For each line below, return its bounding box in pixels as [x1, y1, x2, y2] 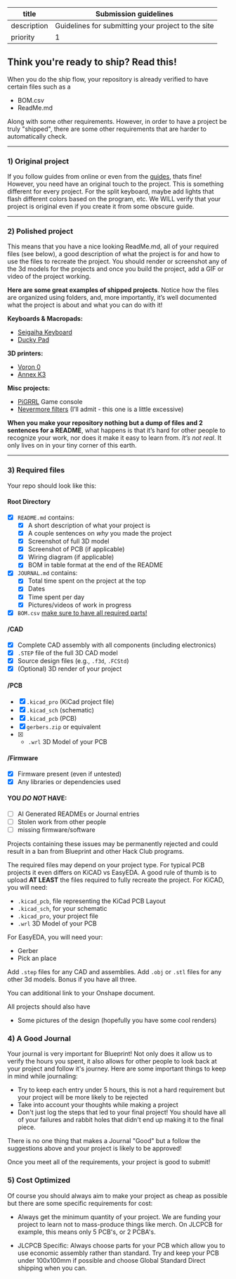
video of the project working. [7, 272, 91, 281]
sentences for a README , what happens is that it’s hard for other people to [7, 426, 226, 435]
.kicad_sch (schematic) [26, 706, 95, 714]
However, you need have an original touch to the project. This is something [7, 179, 224, 189]
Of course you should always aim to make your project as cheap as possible [7, 1191, 228, 1199]
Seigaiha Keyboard [17, 328, 72, 336]
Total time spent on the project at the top [27, 577, 146, 585]
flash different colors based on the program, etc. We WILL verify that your [7, 195, 221, 203]
